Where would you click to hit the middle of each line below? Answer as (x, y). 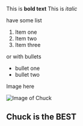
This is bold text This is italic (42, 9)
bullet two (27, 74)
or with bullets (24, 56)
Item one (26, 32)
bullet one (27, 68)
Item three (28, 45)
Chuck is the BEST (41, 117)
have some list (24, 20)
